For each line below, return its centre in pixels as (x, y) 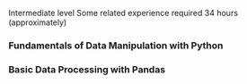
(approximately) (38, 22)
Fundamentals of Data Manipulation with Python (116, 46)
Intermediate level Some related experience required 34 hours (123, 13)
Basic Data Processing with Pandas (87, 69)
